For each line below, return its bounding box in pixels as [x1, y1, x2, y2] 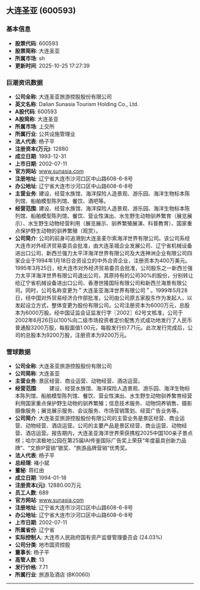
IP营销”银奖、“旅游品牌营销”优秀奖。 [40, 445, 131, 452]
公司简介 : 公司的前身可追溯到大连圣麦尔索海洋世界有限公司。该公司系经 [14, 234, 190, 241]
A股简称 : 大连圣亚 [14, 115, 59, 122]
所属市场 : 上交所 [14, 123, 55, 130]
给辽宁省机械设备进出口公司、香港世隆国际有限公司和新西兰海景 [14, 279, 171, 286]
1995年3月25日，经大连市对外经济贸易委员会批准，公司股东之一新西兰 [14, 264, 187, 271]
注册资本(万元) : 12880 [14, 145, 68, 152]
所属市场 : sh [14, 54, 45, 61]
